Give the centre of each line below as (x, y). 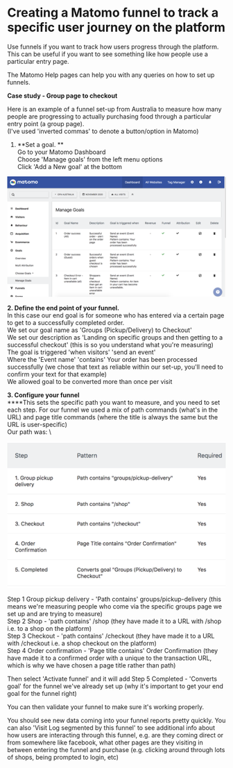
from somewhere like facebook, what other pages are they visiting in (105, 742)
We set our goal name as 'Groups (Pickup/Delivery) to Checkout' (100, 330)
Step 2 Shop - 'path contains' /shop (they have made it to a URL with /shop (114, 621)
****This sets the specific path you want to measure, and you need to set (114, 402)
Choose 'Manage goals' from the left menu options (90, 159)
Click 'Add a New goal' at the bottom (70, 166)
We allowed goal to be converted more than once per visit (90, 381)
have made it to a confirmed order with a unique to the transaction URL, (110, 658)
